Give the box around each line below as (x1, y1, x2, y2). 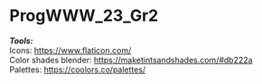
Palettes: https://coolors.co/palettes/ (9, 64, 146, 75)
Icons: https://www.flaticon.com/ (9, 44, 132, 55)
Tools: (9, 35, 33, 46)
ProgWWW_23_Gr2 (9, 5, 159, 26)
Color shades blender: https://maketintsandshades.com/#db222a (9, 54, 253, 65)
